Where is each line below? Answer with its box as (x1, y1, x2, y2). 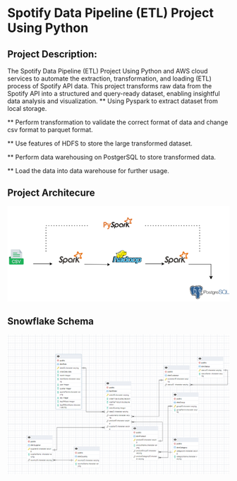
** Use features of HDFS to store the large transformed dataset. (7, 139, 193, 148)
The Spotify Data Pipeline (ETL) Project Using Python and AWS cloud (7, 67, 208, 75)
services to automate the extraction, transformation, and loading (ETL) (7, 74, 212, 83)
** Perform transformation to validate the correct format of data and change (7, 118, 229, 126)
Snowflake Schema (7, 315, 94, 327)
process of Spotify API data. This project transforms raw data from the (7, 82, 212, 90)
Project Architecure (7, 187, 95, 199)
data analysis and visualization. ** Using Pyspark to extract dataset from (7, 97, 219, 105)
